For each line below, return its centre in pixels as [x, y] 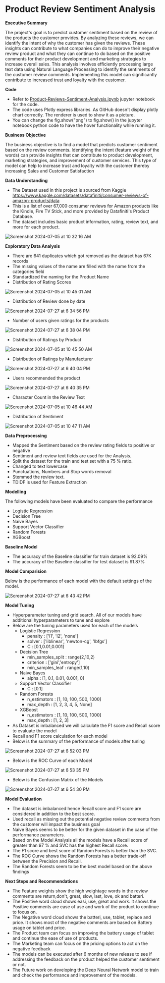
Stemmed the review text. [38, 477]
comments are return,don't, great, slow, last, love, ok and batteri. [78, 896]
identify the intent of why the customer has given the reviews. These [75, 43]
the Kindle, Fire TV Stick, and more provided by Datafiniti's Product [81, 211]
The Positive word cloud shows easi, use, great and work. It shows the [84, 901]
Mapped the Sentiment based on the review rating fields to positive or [83, 445]
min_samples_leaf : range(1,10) [58, 667]
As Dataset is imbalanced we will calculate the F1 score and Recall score [86, 725]
